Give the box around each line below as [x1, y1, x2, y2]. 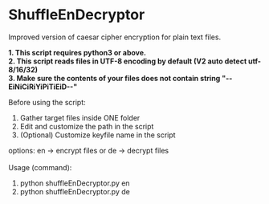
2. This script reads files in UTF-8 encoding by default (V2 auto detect [8, 56, 247, 66]
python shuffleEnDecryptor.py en [19, 178, 130, 188]
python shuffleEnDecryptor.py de [19, 186, 130, 196]
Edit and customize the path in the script [19, 121, 154, 131]
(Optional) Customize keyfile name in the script [19, 130, 176, 140]
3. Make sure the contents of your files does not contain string [8, 73, 221, 83]
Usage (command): [8, 162, 72, 172]
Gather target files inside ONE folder [19, 112, 141, 122]
